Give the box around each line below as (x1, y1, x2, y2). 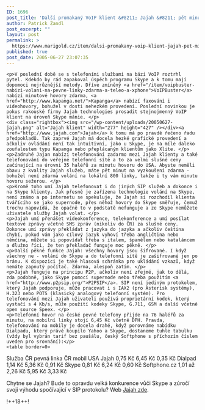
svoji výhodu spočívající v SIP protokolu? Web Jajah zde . (6, 386, 149, 393)
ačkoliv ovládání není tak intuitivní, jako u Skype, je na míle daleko (6, 141, 195, 147)
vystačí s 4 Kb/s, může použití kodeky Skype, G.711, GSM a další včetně (6, 301, 198, 307)
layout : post (6, 32, 40, 38)
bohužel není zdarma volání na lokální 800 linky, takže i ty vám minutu (6, 172, 198, 179)
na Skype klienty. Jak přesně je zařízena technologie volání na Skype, (6, 189, 195, 195)
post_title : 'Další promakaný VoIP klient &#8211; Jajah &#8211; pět (6, 15, 187, 21)
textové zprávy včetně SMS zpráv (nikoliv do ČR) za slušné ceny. (6, 221, 179, 227)
